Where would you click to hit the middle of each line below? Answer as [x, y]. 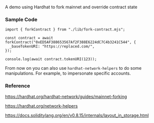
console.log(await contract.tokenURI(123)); [51, 59]
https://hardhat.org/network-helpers [41, 106]
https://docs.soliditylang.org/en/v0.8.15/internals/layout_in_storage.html [77, 115]
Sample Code [21, 19]
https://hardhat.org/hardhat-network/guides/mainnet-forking [66, 96]
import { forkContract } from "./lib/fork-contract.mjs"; [65, 30]
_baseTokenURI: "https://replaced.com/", [52, 46]
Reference [18, 86]
